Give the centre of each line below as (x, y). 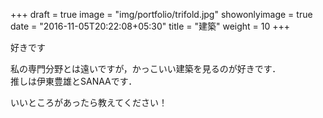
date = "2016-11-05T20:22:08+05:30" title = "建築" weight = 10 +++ (150, 26)
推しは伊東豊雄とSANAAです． (74, 81)
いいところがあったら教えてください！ (89, 102)
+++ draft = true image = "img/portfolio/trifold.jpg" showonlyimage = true (161, 14)
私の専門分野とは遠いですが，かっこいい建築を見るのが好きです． (146, 68)
